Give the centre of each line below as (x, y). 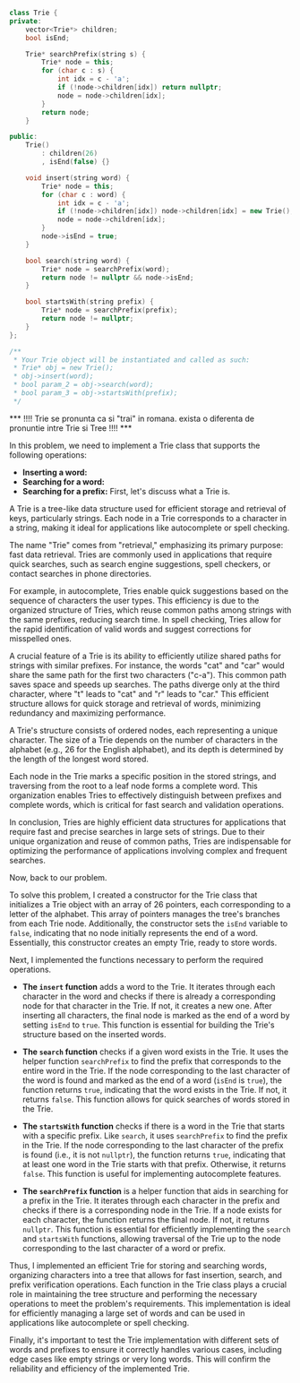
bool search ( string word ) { (77, 261)
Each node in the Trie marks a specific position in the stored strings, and (143, 776)
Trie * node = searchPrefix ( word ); (106, 269)
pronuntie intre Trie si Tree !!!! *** (71, 428)
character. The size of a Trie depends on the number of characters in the (144, 740)
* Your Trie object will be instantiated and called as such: (132, 360)
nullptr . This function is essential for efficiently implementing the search (156, 1229)
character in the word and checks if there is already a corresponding (149, 996)
